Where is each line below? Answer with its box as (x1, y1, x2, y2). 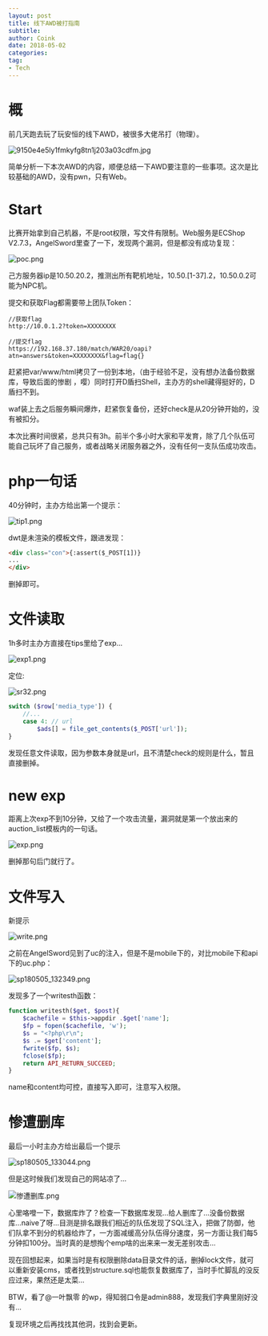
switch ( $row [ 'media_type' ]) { (8, 703, 113, 711)
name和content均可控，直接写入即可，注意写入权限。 (8, 1082, 186, 1092)
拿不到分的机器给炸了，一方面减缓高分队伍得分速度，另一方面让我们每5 (22, 1228, 258, 1238)
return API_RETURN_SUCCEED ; (22, 1059, 116, 1067)
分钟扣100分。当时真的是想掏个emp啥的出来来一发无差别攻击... (8, 1238, 216, 1248)
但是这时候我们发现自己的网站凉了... (8, 1174, 127, 1184)
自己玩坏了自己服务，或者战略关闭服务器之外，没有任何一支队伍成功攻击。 (14, 441, 261, 450)
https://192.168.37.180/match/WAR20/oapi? (8, 344, 152, 353)
